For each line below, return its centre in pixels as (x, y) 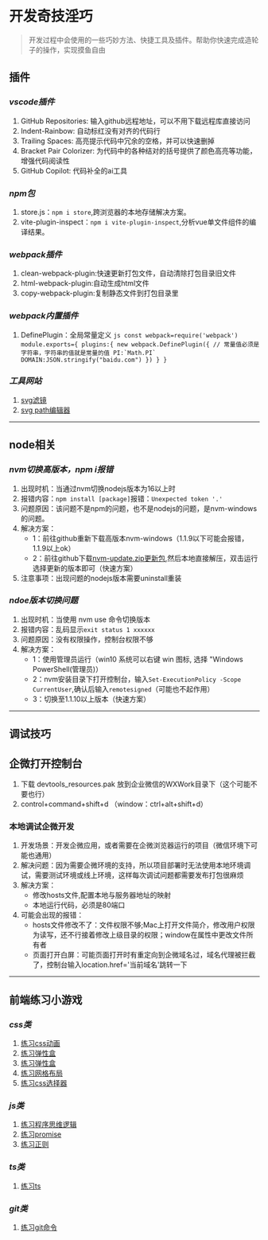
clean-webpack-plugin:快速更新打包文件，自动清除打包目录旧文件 (128, 273)
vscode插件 (32, 102)
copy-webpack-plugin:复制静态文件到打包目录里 (99, 293)
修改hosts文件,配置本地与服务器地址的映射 (102, 895)
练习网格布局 (41, 1073)
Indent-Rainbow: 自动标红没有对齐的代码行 (91, 131)
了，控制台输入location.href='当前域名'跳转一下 (110, 965)
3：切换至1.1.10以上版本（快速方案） (91, 699)
